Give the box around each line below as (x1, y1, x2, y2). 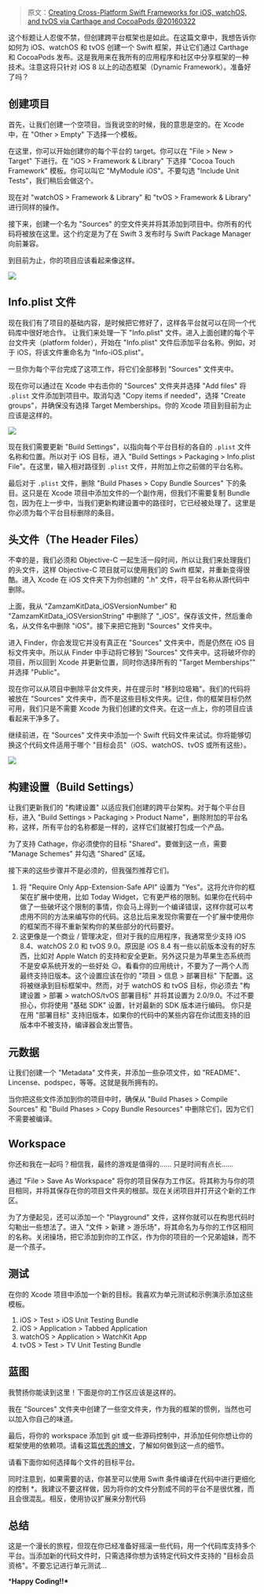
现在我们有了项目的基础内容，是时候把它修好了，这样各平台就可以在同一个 (8, 318, 249, 327)
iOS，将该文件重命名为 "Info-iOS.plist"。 (16, 347, 148, 357)
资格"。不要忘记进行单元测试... (8, 1561, 108, 1570)
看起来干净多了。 (8, 714, 64, 723)
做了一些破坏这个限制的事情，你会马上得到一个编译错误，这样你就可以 (19, 902, 247, 912)
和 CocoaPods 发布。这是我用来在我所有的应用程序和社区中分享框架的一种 (8, 53, 250, 61)
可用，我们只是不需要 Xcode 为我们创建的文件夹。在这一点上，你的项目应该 (8, 704, 254, 713)
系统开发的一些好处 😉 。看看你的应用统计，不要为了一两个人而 (46, 961, 250, 971)
